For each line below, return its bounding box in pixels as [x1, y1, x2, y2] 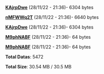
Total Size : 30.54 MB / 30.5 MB [5, 64, 72, 69]
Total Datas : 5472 [5, 54, 44, 60]
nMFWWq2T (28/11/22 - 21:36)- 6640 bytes [5, 14, 99, 20]
